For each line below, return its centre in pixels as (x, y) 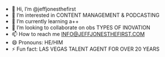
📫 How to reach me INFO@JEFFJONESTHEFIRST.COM (78, 34)
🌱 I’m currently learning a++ (45, 21)
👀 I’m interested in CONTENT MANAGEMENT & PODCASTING (85, 15)
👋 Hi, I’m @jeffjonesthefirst (44, 9)
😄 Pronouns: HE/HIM (37, 42)
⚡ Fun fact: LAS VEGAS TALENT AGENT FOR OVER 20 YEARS (85, 49)
